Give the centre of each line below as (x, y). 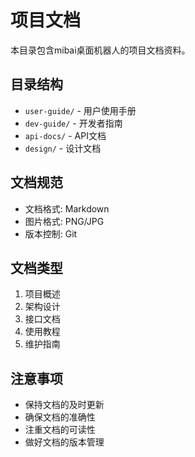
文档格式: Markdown (67, 208)
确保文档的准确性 (60, 417)
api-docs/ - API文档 (65, 135)
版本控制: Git (51, 233)
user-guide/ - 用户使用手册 (80, 110)
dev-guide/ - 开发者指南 (73, 123)
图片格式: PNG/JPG (64, 221)
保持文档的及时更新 (64, 405)
